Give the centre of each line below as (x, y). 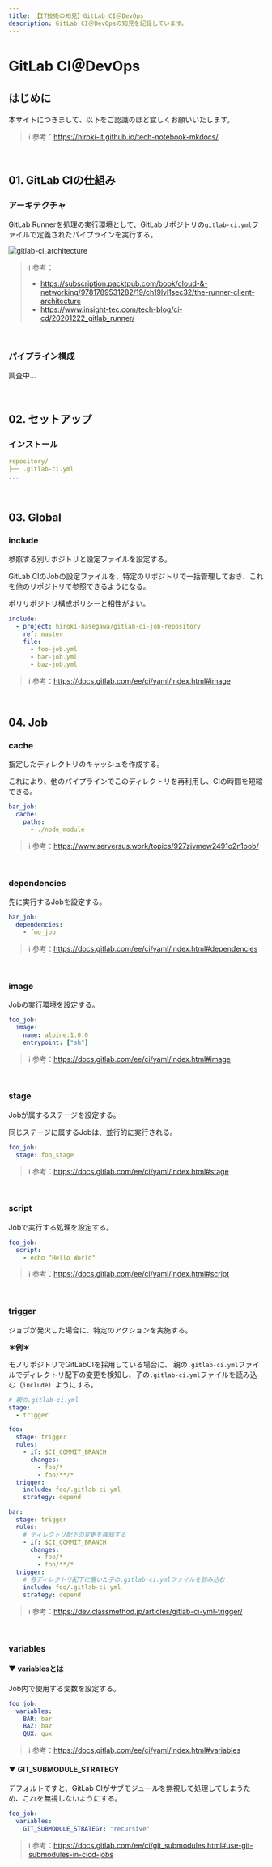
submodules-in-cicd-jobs (71, 1854)
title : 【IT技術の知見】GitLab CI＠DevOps (76, 16)
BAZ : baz (38, 1726)
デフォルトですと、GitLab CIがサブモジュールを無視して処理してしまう (126, 1788)
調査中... (22, 375)
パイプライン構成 (42, 356)
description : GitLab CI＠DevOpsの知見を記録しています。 (98, 23)
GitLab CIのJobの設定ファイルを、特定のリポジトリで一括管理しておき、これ (136, 577)
